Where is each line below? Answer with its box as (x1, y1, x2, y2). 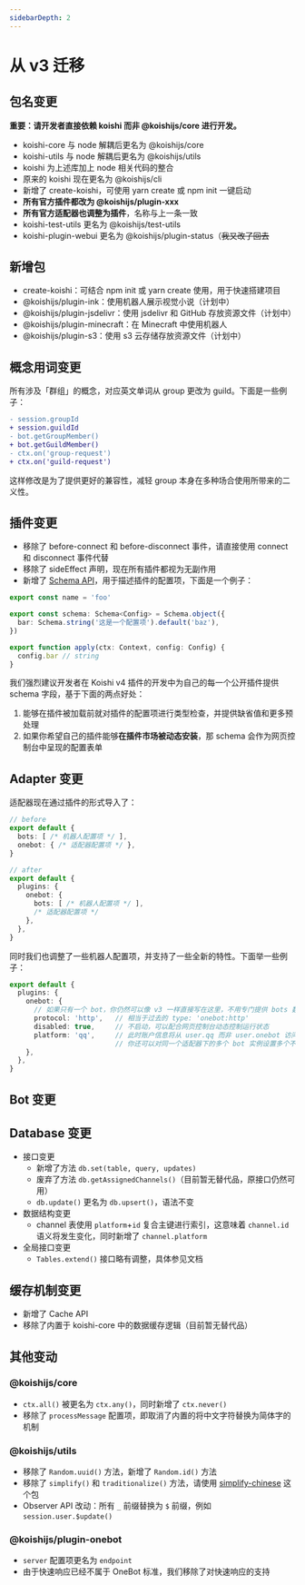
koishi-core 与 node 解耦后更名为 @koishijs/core (22, 139, 204, 150)
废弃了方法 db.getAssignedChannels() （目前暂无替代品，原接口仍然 (35, 1174, 288, 1185)
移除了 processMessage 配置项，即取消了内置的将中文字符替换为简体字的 (22, 1410, 291, 1421)
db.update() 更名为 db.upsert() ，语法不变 (35, 1196, 194, 1208)
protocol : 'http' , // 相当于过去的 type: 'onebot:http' (33, 1014, 250, 1023)
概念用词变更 (9, 360, 82, 375)
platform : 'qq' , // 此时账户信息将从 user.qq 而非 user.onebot (33, 1030, 280, 1040)
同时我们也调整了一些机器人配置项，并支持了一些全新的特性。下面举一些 (9, 950, 280, 961)
